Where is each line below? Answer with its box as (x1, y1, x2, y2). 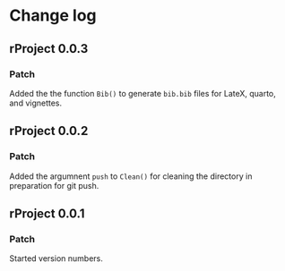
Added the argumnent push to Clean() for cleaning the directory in (9, 171, 253, 182)
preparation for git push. (9, 180, 99, 191)
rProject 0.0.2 (9, 123, 89, 139)
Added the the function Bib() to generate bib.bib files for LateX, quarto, (9, 88, 276, 98)
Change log (9, 5, 97, 26)
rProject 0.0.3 (9, 41, 89, 56)
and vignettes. (9, 97, 63, 108)
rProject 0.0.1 (9, 206, 85, 221)
